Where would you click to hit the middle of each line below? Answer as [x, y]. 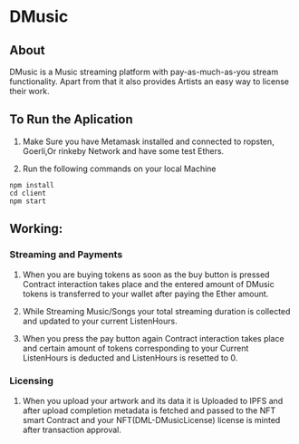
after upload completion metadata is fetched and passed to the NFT [149, 410]
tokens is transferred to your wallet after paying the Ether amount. [145, 294]
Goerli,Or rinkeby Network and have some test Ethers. [123, 150]
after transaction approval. [72, 430]
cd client [28, 193]
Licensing [32, 381]
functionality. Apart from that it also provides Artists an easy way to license [149, 82]
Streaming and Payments [66, 255]
